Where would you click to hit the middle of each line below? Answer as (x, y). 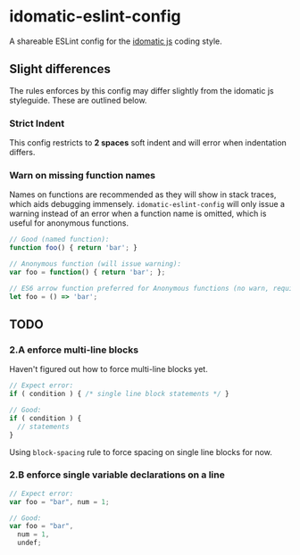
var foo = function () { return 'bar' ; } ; (87, 272)
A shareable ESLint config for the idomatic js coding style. (116, 41)
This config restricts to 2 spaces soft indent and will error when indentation (148, 143)
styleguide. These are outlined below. (78, 100)
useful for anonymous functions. (69, 223)
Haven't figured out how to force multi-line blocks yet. (108, 369)
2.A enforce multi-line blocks (74, 350)
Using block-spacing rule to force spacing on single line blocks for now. (141, 451)
